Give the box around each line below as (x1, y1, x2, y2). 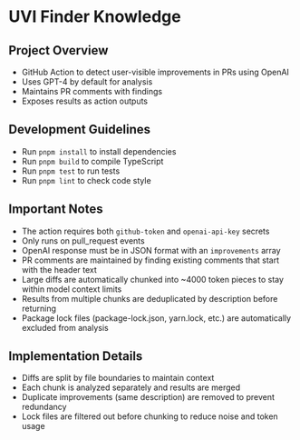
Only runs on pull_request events (21, 235, 146, 246)
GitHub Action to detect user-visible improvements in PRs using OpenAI (21, 66, 289, 77)
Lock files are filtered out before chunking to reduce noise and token (21, 411, 278, 422)
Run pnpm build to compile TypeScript (21, 155, 164, 166)
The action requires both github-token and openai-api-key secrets (21, 225, 270, 236)
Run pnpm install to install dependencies (21, 145, 177, 156)
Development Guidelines (8, 122, 151, 137)
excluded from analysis (21, 322, 110, 333)
